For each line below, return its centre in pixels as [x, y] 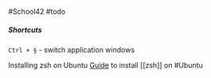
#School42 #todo [37, 12]
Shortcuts [25, 29]
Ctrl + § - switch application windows [72, 49]
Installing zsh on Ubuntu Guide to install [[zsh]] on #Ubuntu [105, 65]
